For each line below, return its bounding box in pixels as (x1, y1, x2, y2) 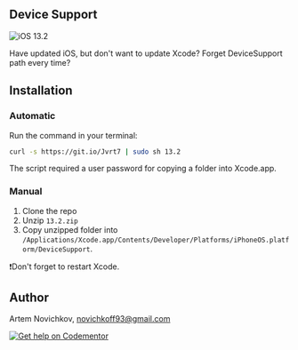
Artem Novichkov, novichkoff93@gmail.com (9, 314, 171, 324)
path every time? (9, 57, 71, 68)
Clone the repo (21, 205, 77, 216)
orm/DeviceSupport (21, 244, 91, 254)
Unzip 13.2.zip (21, 215, 78, 226)
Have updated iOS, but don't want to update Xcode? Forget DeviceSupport (9, 48, 283, 59)
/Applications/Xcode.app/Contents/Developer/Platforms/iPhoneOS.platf (21, 235, 290, 244)
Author (9, 290, 49, 306)
